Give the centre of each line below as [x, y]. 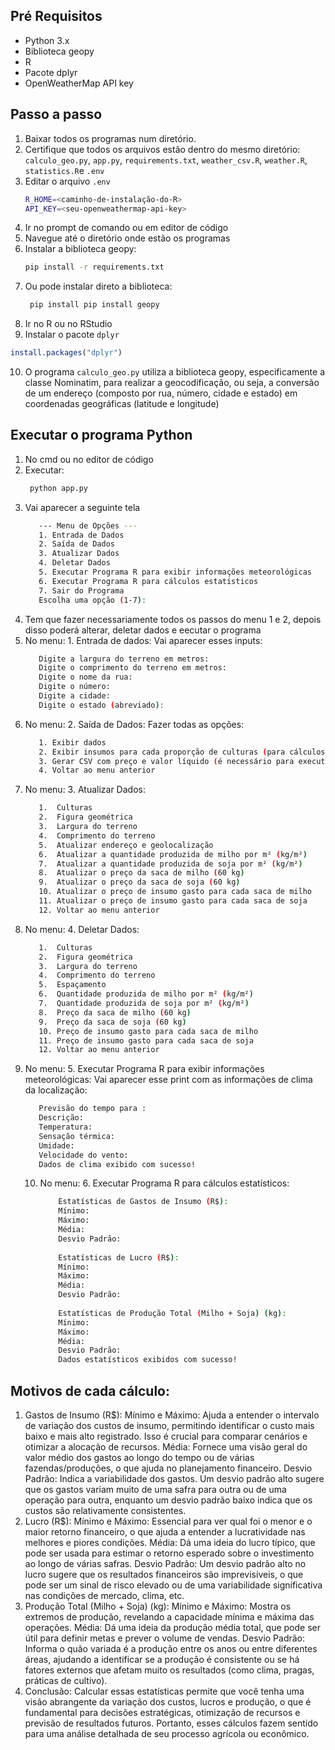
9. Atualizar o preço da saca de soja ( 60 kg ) [139, 882]
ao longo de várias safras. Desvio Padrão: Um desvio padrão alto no [165, 1563]
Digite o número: [74, 687]
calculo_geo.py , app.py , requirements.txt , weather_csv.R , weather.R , [166, 160]
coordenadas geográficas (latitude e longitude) [122, 403]
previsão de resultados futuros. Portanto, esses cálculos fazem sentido [171, 1723]
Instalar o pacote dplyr [72, 335]
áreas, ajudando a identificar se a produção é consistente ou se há [162, 1659]
